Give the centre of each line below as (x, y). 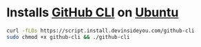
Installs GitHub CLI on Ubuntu (93, 13)
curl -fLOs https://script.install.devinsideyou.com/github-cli (100, 31)
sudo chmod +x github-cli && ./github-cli (68, 37)
